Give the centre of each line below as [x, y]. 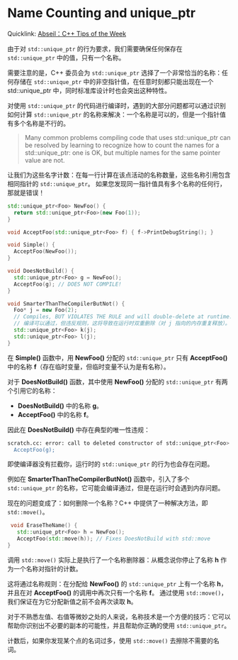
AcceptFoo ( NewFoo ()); [46, 251]
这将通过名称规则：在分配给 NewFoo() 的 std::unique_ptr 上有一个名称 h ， [118, 583]
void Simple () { [31, 245]
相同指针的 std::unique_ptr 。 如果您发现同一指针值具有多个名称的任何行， [117, 183]
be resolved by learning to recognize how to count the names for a [122, 145]
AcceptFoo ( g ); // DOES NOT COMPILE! [68, 284]
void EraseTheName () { [44, 526]
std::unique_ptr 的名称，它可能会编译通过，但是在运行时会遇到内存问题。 [116, 488]
